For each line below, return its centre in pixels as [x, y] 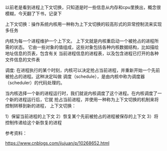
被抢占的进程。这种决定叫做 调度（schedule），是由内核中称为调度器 [75, 76]
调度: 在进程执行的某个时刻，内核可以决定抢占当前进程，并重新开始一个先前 [83, 70]
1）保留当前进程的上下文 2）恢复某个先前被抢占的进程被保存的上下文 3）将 [82, 116]
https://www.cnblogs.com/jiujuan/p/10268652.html [57, 143]
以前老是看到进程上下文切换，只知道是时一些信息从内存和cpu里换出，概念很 [83, 7]
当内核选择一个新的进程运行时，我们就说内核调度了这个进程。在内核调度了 [81, 93]
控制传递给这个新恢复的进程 [34, 123]
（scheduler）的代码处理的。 [35, 83]
